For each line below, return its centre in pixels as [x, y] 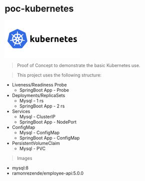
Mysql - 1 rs [31, 100]
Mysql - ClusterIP [37, 116]
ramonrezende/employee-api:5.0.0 [47, 173]
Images [24, 158]
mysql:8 [20, 167]
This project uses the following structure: [59, 75]
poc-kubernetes [39, 9]
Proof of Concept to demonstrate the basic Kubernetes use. [78, 65]
